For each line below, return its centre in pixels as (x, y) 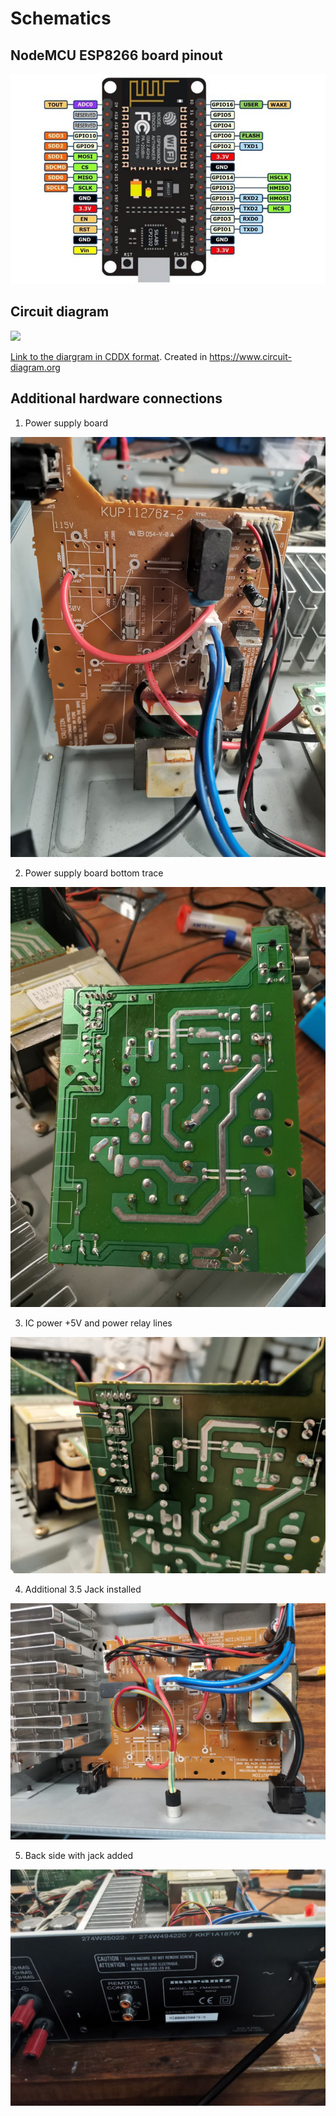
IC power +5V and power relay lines (98, 1323)
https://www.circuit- (250, 356)
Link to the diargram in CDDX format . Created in (109, 356)
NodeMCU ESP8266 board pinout (116, 55)
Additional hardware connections (116, 398)
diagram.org (35, 367)
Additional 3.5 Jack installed (83, 1589)
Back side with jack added (79, 1855)
